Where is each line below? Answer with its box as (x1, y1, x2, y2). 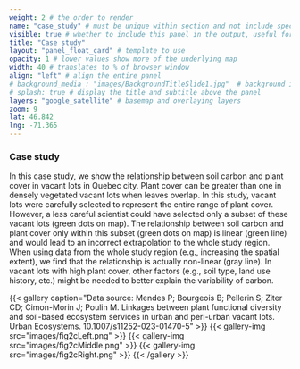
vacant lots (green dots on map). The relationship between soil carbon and (9, 218, 284, 229)
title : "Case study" (9, 38, 87, 47)
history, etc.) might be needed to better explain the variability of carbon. (9, 275, 274, 286)
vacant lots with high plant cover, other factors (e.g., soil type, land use (9, 265, 271, 277)
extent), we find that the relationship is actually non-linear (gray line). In (9, 256, 272, 267)
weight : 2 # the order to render (9, 13, 134, 22)
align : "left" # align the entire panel (9, 71, 162, 80)
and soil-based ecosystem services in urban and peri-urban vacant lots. (9, 312, 275, 323)
